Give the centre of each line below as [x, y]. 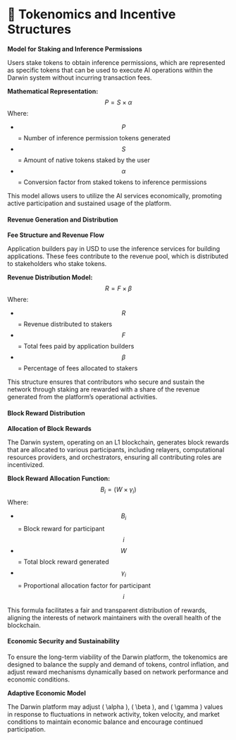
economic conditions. [39, 679]
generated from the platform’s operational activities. [82, 397]
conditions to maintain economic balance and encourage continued [105, 722]
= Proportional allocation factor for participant [84, 586]
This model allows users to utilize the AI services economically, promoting [114, 195]
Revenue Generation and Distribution [63, 219]
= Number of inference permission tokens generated [94, 138]
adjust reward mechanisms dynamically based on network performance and [118, 672]
